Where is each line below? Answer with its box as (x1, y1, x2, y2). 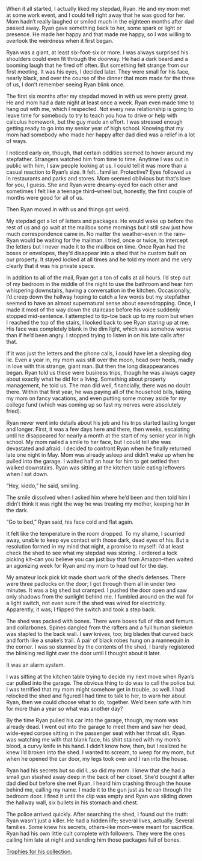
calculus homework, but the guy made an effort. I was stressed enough (6, 118, 183, 125)
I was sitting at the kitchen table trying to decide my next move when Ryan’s (6, 673, 194, 680)
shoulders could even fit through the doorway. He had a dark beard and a (6, 56, 188, 62)
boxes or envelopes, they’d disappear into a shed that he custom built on (6, 250, 186, 256)
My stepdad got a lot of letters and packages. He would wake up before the (6, 217, 194, 224)
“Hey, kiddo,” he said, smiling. (6, 482, 80, 489)
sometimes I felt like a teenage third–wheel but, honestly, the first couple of (6, 188, 192, 195)
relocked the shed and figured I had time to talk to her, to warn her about (6, 692, 186, 699)
